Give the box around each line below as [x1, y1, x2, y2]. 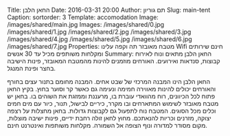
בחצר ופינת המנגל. [7, 65, 56, 72]
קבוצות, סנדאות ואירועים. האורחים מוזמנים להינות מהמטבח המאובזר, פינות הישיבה [7, 57, 221, 65]
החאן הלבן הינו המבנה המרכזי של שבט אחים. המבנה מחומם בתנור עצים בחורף [7, 78, 211, 85]
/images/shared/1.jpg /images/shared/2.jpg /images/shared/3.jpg [7, 27, 192, 36]
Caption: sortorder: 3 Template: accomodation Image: [7, 13, 159, 21]
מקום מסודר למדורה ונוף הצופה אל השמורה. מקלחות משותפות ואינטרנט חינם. [7, 122, 208, 129]
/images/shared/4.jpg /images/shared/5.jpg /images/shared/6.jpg [7, 35, 192, 43]
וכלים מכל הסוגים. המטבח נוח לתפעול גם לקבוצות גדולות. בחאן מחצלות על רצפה [7, 106, 216, 115]
